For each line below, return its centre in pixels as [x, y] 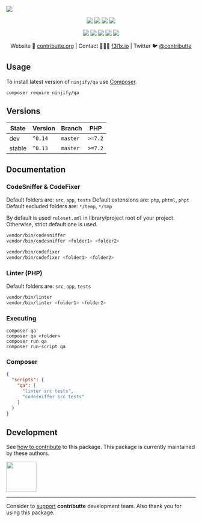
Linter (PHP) [24, 273]
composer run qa [26, 342]
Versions [23, 111]
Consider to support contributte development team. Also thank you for [94, 506]
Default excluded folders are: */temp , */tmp [59, 206]
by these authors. [28, 453]
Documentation [36, 170]
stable [18, 148]
